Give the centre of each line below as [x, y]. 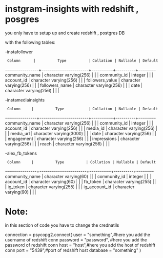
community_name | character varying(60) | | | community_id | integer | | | [78, 176]
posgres [22, 19]
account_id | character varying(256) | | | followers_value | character [73, 80]
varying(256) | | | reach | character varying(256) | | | [57, 144]
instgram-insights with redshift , [72, 9]
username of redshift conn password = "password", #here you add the [76, 239]
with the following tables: [30, 42]
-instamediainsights [25, 100]
